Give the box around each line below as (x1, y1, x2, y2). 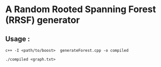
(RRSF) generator (5, 14, 80, 26)
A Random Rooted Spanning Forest (5, 4, 156, 15)
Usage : (5, 35, 31, 43)
